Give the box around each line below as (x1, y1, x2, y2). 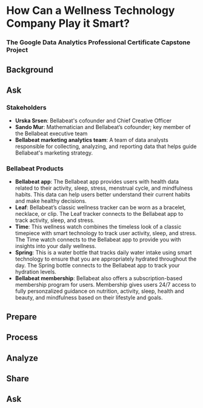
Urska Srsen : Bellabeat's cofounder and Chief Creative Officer (15, 117, 171, 124)
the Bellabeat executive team (15, 130, 88, 137)
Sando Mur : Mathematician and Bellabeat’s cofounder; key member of (15, 124, 191, 131)
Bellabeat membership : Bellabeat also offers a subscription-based (15, 275, 183, 282)
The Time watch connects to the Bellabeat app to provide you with (15, 236, 182, 243)
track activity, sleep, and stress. (15, 216, 95, 224)
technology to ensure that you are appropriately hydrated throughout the (15, 255, 197, 263)
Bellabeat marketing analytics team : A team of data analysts (15, 136, 168, 144)
